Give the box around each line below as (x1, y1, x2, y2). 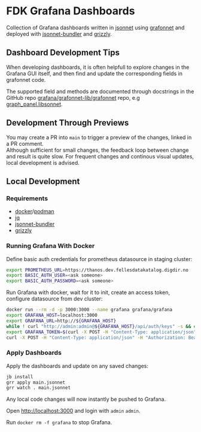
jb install (6, 373, 33, 380)
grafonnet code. (6, 76, 46, 83)
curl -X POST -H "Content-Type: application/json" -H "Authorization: (6, 335, 186, 341)
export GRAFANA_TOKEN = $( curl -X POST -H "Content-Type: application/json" (6, 329, 197, 335)
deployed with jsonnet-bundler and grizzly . (6, 30, 112, 37)
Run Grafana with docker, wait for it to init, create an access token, (6, 289, 170, 296)
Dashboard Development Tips (6, 48, 120, 58)
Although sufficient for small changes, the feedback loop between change (6, 146, 189, 154)
